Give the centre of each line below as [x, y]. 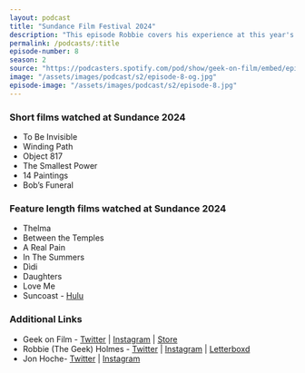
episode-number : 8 [44, 52]
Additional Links [46, 319]
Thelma [37, 229]
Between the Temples [63, 238]
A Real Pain [44, 248]
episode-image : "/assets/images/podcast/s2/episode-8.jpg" [123, 85]
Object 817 [43, 156]
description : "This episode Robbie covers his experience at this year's [152, 34]
